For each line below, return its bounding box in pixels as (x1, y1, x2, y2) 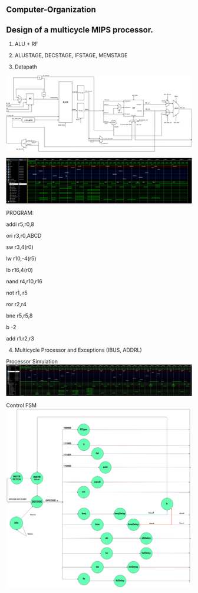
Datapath (14, 63, 37, 70)
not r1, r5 (6, 289, 28, 297)
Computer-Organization (6, 5, 96, 15)
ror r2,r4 (6, 301, 27, 308)
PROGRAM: (6, 209, 34, 217)
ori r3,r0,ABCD (6, 232, 42, 240)
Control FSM (6, 401, 37, 409)
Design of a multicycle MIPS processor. (6, 25, 153, 35)
